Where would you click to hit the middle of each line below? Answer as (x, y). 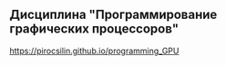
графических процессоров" (94, 29)
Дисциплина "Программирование (113, 15)
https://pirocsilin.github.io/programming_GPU (94, 51)
